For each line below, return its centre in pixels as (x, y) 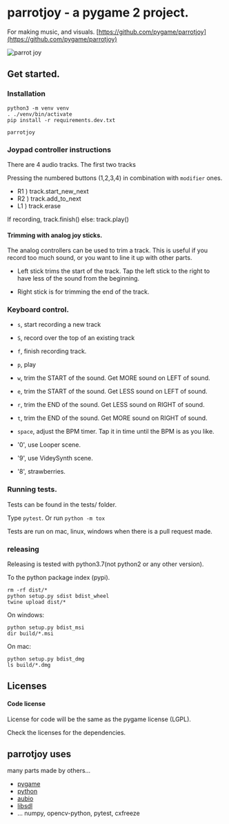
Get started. (33, 74)
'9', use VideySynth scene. (55, 458)
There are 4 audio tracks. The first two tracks (72, 164)
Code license (27, 704)
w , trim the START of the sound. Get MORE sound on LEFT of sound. (113, 378)
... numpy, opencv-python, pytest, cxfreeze (78, 813)
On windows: (26, 615)
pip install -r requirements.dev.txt (61, 120)
